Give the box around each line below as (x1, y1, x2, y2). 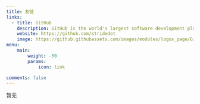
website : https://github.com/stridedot (17, 31, 116, 37)
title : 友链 (6, 8, 34, 15)
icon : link (37, 64, 65, 70)
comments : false (6, 75, 46, 81)
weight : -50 (27, 53, 58, 59)
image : (17, 36, 33, 42)
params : (27, 58, 46, 64)
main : (17, 48, 31, 53)
